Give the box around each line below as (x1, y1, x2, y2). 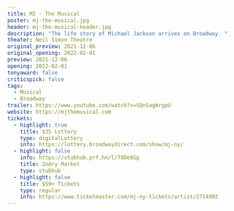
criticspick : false (7, 75, 65, 83)
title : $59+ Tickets (20, 180, 80, 187)
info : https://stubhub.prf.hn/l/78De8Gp (20, 154, 140, 162)
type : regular (20, 187, 61, 194)
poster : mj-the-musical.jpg (7, 17, 90, 24)
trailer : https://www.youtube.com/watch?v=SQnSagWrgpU (7, 102, 171, 109)
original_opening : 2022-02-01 (7, 50, 96, 57)
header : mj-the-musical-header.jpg (7, 23, 112, 30)
